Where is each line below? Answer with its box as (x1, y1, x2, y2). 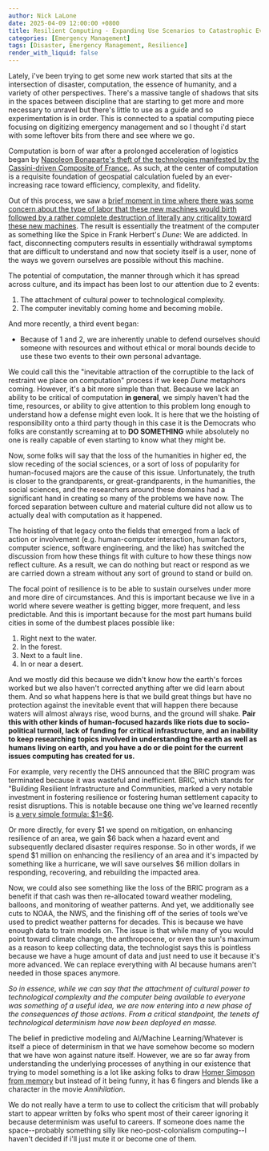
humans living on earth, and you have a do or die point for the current (8, 743, 243, 752)
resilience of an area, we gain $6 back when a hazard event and (8, 834, 220, 842)
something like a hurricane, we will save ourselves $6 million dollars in (8, 859, 240, 868)
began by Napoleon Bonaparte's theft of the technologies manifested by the (8, 155, 259, 164)
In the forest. (19, 642, 62, 652)
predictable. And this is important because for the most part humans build (8, 610, 252, 619)
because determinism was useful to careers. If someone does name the (8, 1117, 246, 1126)
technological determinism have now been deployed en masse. (8, 1018, 218, 1027)
